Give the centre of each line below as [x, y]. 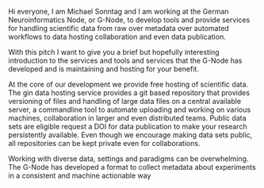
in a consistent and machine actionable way [80, 175]
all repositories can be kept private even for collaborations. [104, 143]
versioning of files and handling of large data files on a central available [125, 101]
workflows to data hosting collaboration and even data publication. [117, 36]
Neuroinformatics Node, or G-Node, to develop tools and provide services [129, 20]
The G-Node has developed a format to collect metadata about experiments [132, 167]
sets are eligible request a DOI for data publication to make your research [128, 127]
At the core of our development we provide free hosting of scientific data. [128, 84]
